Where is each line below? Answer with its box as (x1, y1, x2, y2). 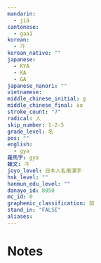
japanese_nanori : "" (7, 82, 68, 89)
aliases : (7, 213, 33, 220)
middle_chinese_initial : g (7, 96, 86, 103)
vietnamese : (7, 89, 42, 96)
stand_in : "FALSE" (7, 207, 61, 214)
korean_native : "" (7, 50, 61, 57)
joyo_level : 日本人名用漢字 (7, 167, 82, 174)
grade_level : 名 (7, 128, 54, 135)
